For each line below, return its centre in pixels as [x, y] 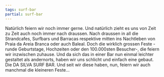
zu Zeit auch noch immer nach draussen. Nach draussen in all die [72, 33]
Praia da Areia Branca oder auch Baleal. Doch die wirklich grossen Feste [79, 44]
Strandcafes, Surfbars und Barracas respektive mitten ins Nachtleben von [80, 38]
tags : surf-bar [21, 10]
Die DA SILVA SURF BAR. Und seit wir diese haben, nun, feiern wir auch [78, 65]
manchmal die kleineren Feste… [38, 70]
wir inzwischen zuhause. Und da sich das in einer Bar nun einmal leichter [80, 54]
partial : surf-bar [24, 14]
